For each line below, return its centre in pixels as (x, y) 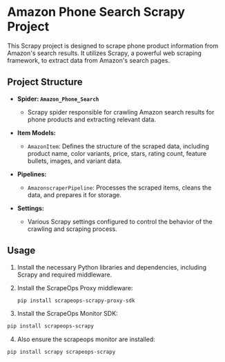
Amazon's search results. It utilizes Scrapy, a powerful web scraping (105, 53)
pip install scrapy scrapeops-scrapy (61, 352)
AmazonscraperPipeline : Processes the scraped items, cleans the (119, 188)
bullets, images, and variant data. (75, 161)
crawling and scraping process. (72, 229)
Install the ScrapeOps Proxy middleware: (75, 288)
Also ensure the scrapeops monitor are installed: (86, 339)
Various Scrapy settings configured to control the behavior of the (120, 221)
